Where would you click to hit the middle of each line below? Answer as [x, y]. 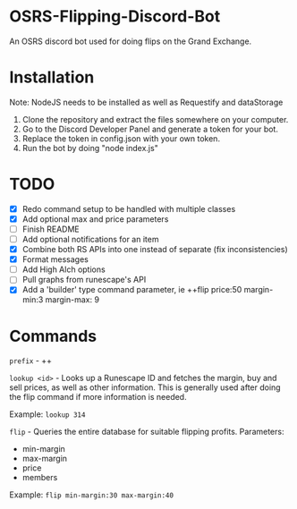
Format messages [55, 259]
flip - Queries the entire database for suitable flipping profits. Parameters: [147, 432]
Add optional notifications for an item [90, 239]
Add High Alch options [64, 269]
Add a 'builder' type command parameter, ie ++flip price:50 [132, 290]
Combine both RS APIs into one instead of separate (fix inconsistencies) [155, 250]
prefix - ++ [30, 361]
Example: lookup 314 [47, 414]
